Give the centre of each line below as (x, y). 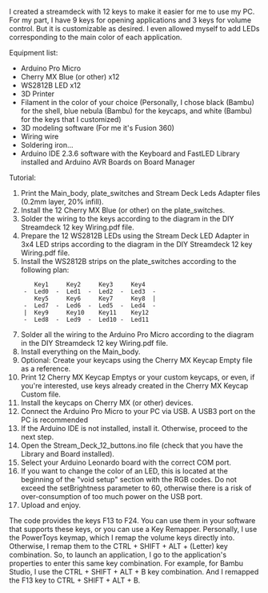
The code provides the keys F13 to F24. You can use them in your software (132, 520)
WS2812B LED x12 (51, 85)
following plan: (45, 270)
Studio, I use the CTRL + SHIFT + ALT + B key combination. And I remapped (134, 572)
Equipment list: (34, 53)
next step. (37, 437)
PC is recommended (54, 420)
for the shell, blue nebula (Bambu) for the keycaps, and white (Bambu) (136, 111)
